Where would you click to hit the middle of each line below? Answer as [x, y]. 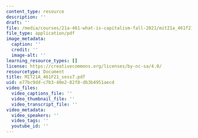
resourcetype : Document [35, 72]
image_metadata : [26, 39]
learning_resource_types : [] [42, 60]
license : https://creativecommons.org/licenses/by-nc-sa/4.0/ [84, 66]
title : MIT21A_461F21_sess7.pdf [46, 77]
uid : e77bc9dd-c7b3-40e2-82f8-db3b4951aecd [60, 83]
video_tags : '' [30, 121]
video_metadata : [26, 110]
